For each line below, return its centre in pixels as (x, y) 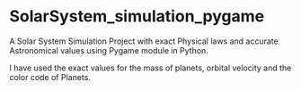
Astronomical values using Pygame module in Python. (109, 50)
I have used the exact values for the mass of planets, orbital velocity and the (150, 68)
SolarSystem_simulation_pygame (137, 16)
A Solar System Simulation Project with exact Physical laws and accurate (144, 41)
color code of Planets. (50, 77)
